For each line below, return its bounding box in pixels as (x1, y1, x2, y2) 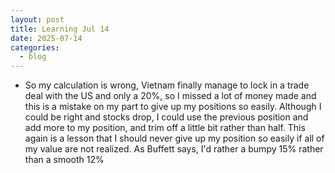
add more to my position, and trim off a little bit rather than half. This (24, 122, 306, 134)
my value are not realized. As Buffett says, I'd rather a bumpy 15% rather (24, 143, 324, 155)
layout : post (10, 14, 65, 25)
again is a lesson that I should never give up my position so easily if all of (24, 132, 325, 145)
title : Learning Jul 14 (10, 24, 110, 34)
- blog (19, 52, 47, 62)
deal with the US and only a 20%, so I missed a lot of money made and (24, 90, 317, 102)
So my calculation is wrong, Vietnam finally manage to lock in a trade (24, 79, 310, 91)
